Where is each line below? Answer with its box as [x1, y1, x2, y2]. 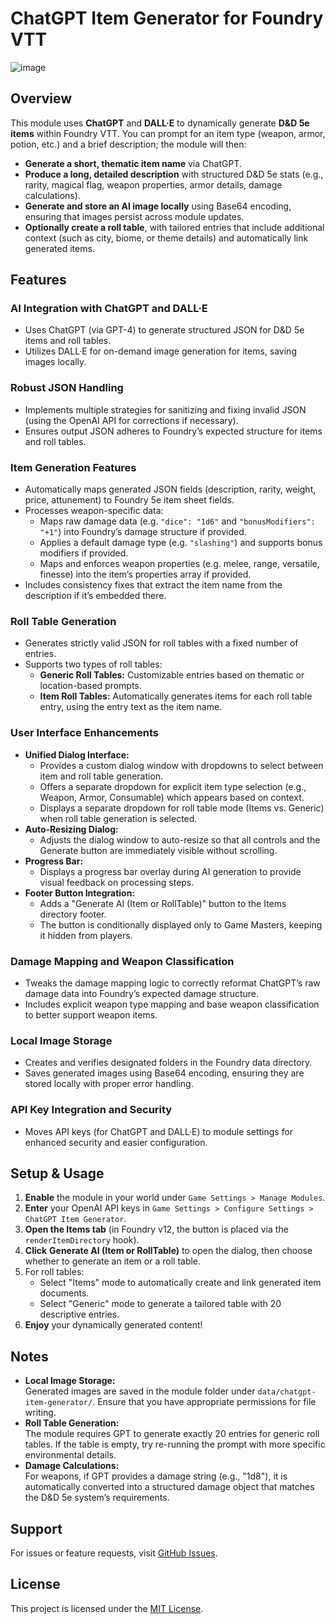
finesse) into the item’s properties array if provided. [39, 568, 252, 581]
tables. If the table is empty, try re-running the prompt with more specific [24, 1438, 326, 1451]
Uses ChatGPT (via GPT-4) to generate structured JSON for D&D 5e [24, 324, 305, 336]
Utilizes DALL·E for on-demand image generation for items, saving [24, 345, 297, 357]
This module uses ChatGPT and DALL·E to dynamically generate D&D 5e [10, 117, 310, 129]
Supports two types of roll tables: [24, 658, 163, 671]
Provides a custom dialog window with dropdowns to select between [39, 759, 324, 771]
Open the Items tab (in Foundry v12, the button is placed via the [24, 1223, 289, 1236]
